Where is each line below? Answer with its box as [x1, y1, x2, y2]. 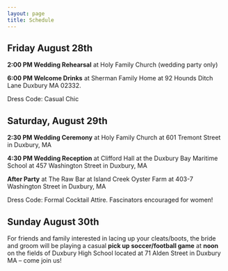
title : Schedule [7, 17, 54, 24]
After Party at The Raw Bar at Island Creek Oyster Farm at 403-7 [7, 175, 193, 184]
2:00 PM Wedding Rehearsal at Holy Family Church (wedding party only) [7, 60, 218, 69]
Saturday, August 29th [7, 115, 108, 127]
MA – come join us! [7, 256, 63, 264]
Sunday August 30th [7, 216, 99, 227]
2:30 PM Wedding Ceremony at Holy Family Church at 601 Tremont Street [7, 133, 221, 142]
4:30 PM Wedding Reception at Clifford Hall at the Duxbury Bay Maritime [7, 154, 218, 163]
